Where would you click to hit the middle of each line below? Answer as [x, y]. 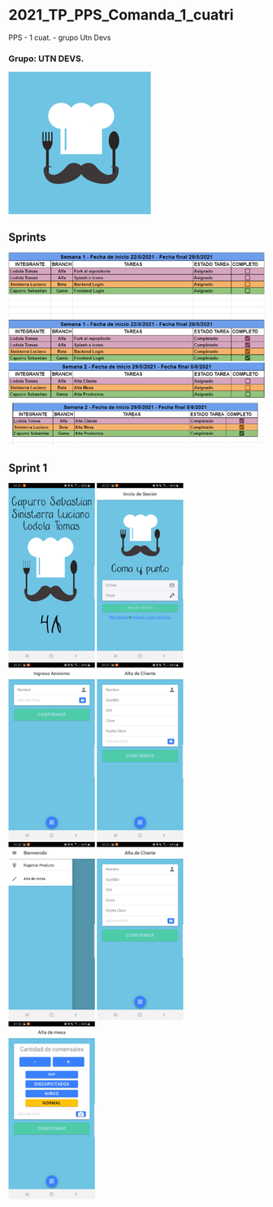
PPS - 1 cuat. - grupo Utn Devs [60, 37]
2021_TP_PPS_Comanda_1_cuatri [121, 15]
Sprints [27, 237]
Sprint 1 [28, 468]
